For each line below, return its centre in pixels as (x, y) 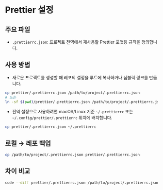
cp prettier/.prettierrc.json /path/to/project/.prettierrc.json (72, 93)
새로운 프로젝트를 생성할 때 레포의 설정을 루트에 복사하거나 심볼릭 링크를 (80, 77)
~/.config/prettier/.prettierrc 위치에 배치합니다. (62, 118)
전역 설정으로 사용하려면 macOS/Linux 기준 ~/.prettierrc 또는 (73, 112)
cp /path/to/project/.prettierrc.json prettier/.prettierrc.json (72, 155)
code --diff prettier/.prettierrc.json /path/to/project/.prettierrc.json (82, 183)
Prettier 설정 (29, 10)
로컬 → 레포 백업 (28, 143)
